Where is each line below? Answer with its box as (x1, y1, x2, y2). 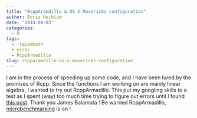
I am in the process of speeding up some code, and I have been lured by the (6, 74, 192, 81)
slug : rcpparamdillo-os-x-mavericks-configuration (6, 58, 133, 63)
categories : (6, 25, 35, 31)
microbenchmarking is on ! (6, 105, 71, 112)
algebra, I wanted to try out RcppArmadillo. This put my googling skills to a (6, 86, 187, 93)
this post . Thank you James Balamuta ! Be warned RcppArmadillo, (6, 99, 166, 106)
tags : (6, 36, 19, 42)
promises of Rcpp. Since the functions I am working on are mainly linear (6, 80, 181, 87)
